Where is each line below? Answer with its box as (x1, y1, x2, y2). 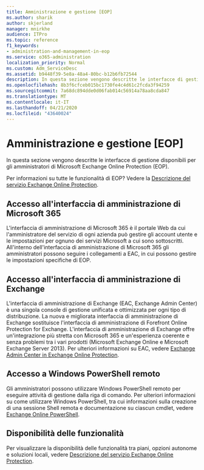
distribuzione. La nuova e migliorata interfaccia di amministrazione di (6, 312, 178, 320)
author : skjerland (6, 20, 53, 26)
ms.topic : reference (6, 37, 59, 43)
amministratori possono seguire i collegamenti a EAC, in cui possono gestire (6, 250, 197, 258)
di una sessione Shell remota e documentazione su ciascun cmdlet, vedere (6, 404, 194, 411)
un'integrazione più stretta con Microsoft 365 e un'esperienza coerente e (6, 332, 190, 339)
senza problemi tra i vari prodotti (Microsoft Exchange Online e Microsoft (6, 338, 189, 346)
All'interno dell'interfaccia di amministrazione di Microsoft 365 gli (6, 244, 169, 251)
